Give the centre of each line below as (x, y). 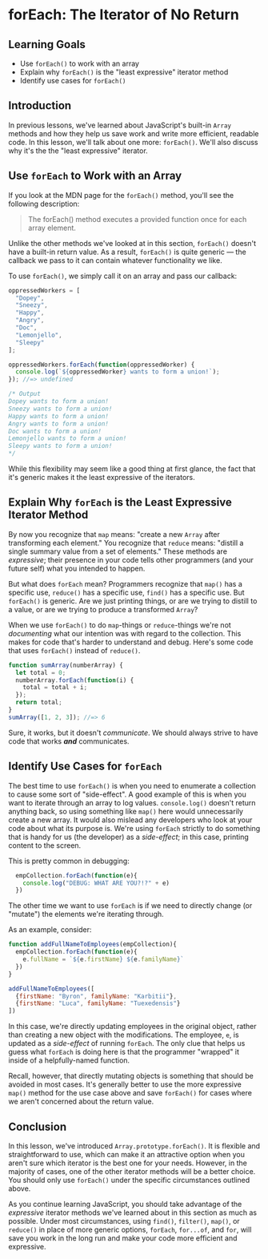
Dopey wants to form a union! (59, 402)
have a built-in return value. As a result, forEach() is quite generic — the (127, 252)
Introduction (40, 106)
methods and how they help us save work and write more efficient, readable (134, 133)
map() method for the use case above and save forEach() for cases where (130, 1093)
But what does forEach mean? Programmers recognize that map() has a (125, 583)
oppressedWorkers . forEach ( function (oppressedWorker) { (102, 365)
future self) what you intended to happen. (77, 568)
